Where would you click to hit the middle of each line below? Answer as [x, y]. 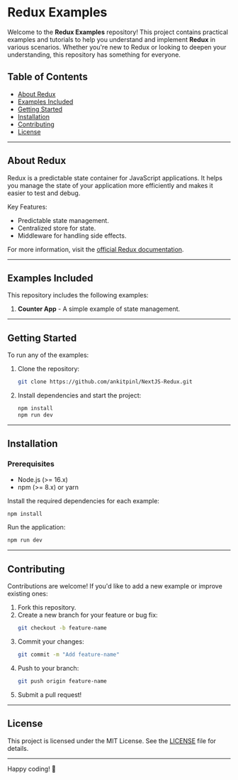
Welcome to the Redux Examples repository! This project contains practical [118, 32]
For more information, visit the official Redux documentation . [96, 249]
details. [18, 748]
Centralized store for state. [57, 228]
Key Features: [27, 207]
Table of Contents [48, 77]
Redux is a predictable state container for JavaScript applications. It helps [115, 177]
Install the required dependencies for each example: [83, 500]
